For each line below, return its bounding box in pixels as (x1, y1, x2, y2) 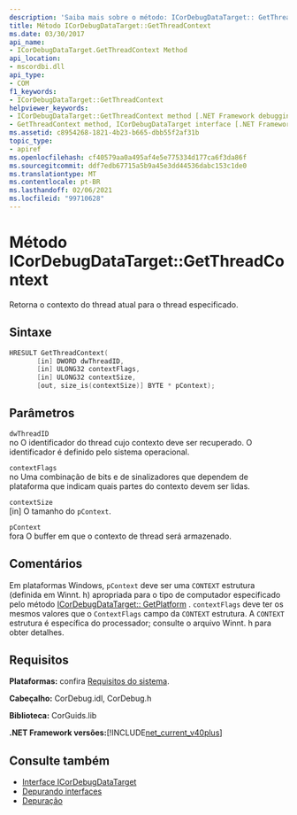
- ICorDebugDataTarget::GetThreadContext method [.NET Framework (9, 112, 255, 120)
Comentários (9, 556, 83, 571)
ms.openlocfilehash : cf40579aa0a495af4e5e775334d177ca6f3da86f (9, 152, 247, 162)
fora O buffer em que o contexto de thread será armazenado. (9, 531, 232, 541)
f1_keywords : (9, 87, 57, 96)
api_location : (9, 54, 62, 63)
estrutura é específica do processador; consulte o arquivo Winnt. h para (9, 617, 272, 628)
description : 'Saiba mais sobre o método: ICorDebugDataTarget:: (9, 12, 255, 22)
